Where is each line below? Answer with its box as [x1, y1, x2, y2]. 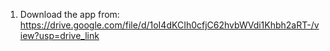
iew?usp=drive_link [19, 30, 100, 41]
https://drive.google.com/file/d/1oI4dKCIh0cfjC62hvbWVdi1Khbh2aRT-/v [19, 19, 320, 31]
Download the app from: [19, 9, 120, 20]
